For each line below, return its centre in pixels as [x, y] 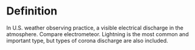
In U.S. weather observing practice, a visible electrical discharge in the [95, 28]
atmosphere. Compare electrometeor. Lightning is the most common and [97, 34]
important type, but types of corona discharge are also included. [87, 40]
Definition [32, 11]
